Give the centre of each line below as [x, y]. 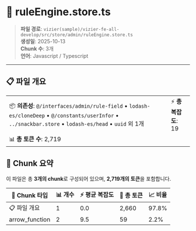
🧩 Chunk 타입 [30, 195]
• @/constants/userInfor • [83, 115]
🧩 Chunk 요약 [30, 163]
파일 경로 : [31, 29]
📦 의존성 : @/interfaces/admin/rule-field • [69, 106]
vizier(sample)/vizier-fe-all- [81, 29]
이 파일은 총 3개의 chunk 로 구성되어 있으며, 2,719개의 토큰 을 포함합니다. [89, 178]
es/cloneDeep [27, 115]
